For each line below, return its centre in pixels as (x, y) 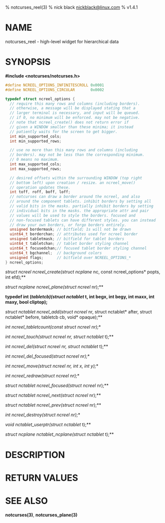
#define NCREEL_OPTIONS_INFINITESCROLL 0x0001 (55, 85)
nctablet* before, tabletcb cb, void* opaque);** (54, 317)
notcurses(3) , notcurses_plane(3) (41, 515)
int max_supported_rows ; (36, 169)
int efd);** (16, 277)
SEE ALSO (27, 501)
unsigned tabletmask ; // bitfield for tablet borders (67, 239)
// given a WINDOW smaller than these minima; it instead (72, 127)
